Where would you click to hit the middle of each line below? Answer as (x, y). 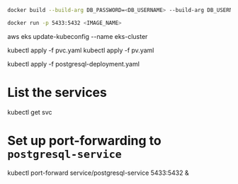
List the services (57, 92)
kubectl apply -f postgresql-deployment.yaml (74, 64)
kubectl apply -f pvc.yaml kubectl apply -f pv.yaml (81, 50)
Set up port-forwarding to (84, 140)
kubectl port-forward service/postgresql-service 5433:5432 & (98, 173)
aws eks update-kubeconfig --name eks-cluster (78, 36)
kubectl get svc (30, 112)
